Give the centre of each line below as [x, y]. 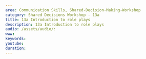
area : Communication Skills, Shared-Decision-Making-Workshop [73, 10]
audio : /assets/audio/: [31, 29]
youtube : [15, 44]
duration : [16, 48]
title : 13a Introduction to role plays [48, 19]
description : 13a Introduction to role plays [55, 24]
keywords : [16, 39]
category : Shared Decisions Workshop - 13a [53, 15]
